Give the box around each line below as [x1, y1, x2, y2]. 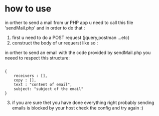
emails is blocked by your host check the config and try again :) [12, 104, 143, 110]
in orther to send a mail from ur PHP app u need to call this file [5, 19, 133, 25]
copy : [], [14, 77, 37, 82]
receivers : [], [14, 73, 48, 78]
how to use [5, 3, 52, 14]
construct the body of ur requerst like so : [12, 39, 98, 45]
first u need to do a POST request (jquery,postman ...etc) [12, 34, 130, 40]
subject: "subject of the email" [14, 86, 84, 91]
